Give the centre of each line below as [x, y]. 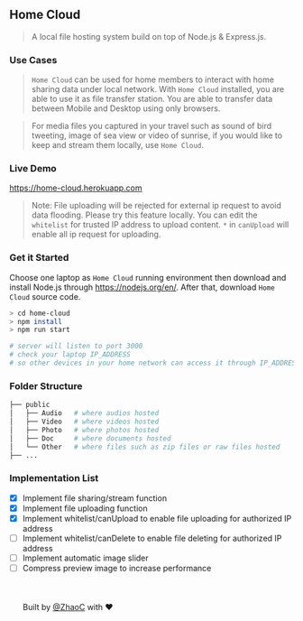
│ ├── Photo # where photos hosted [84, 430]
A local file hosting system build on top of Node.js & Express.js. [149, 36]
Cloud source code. [45, 296]
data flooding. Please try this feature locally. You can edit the [144, 215]
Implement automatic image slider [85, 558]
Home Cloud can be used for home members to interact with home [153, 79]
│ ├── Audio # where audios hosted [84, 413]
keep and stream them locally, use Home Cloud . [118, 145]
